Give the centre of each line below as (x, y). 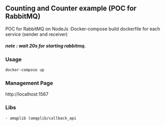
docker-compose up (25, 70)
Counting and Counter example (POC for (71, 8)
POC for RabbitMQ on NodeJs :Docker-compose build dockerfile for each (83, 29)
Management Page (29, 83)
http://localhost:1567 (27, 94)
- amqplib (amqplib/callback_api (41, 118)
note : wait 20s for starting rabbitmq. (45, 46)
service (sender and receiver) (37, 34)
